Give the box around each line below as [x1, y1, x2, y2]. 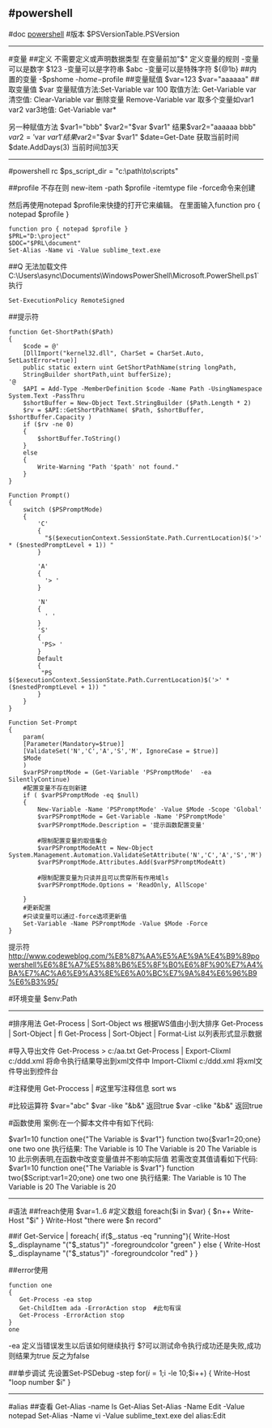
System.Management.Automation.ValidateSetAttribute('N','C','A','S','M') [8, 851, 263, 859]
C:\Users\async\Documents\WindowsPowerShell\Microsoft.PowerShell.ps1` [8, 270, 260, 280]
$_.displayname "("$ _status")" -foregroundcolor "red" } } [8, 1248, 198, 1258]
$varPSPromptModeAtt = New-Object [37, 843, 154, 852]
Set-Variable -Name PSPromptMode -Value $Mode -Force [23, 919, 208, 928]
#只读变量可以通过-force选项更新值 [23, 912, 127, 921]
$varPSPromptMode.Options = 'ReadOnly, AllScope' [37, 881, 208, 889]
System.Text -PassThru [8, 391, 85, 400]
